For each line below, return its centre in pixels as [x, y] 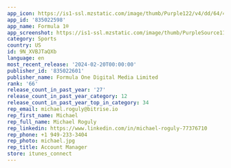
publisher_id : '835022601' [46, 71]
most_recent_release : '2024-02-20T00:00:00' [72, 64]
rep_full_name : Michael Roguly [52, 122]
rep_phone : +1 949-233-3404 [47, 134]
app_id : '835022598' [37, 20]
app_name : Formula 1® [38, 26]
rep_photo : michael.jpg [41, 141]
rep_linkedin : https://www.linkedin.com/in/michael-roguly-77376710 [107, 128]
